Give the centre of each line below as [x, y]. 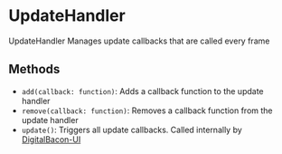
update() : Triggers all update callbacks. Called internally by [132, 130]
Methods [34, 69]
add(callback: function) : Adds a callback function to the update [142, 91]
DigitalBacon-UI [51, 139]
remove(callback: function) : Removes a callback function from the [147, 111]
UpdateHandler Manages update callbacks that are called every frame [139, 41]
